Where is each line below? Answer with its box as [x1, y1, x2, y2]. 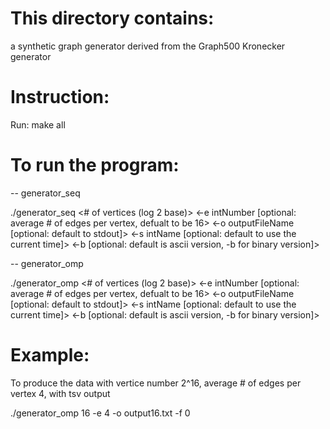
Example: [10, 344, 90, 366]
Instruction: [10, 86, 110, 109]
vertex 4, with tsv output [10, 387, 111, 399]
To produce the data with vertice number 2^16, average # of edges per [10, 377, 302, 389]
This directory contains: [10, 7, 215, 30]
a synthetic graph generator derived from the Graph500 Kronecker [10, 40, 286, 52]
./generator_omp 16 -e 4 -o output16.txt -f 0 [10, 407, 191, 419]
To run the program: [10, 154, 180, 177]
